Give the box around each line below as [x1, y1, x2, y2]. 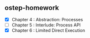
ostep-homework [4, 4, 60, 12]
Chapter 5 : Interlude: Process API [11, 22, 81, 28]
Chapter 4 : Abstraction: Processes [11, 16, 83, 22]
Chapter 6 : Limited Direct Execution [11, 27, 86, 33]
